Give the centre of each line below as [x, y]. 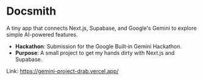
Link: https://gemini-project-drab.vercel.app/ [62, 71]
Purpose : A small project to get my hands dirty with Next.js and [95, 52]
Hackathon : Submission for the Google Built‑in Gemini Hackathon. [98, 46]
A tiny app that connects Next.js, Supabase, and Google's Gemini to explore [101, 28]
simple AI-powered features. [42, 34]
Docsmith [31, 11]
